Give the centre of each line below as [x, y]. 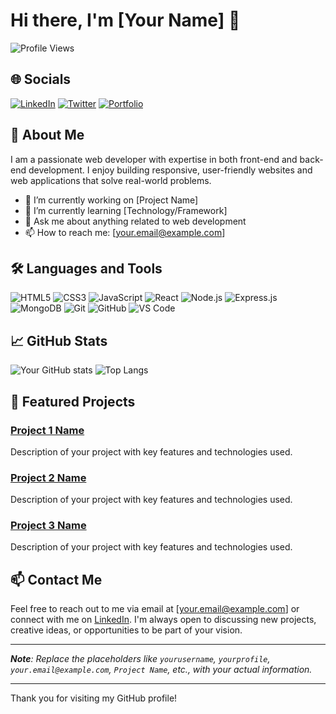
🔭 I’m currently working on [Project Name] [111, 200]
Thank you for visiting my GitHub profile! [94, 698]
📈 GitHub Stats [59, 340]
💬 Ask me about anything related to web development [135, 221]
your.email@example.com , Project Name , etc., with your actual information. [161, 670]
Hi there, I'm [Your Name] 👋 [125, 20]
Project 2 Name [48, 477]
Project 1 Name [47, 430]
